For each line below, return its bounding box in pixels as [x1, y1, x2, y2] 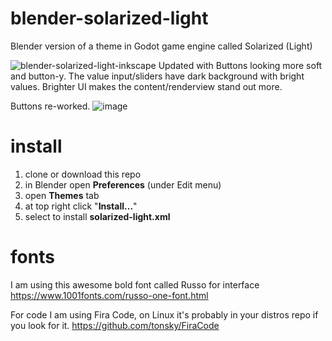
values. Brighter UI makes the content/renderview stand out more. [10, 80, 283, 92]
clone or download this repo [24, 168, 142, 180]
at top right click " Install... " [24, 200, 138, 212]
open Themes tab [24, 189, 100, 201]
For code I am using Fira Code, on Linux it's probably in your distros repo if [10, 308, 319, 321]
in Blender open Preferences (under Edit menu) [24, 178, 222, 191]
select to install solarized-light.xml [24, 210, 171, 222]
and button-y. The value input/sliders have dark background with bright [10, 70, 305, 82]
